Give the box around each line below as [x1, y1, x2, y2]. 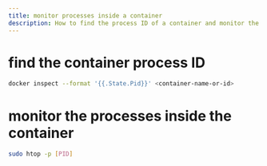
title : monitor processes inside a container [8, 11, 162, 20]
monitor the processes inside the [8, 107, 232, 125]
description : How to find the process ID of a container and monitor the [8, 19, 260, 27]
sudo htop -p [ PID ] [8, 150, 74, 158]
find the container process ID [8, 53, 205, 72]
